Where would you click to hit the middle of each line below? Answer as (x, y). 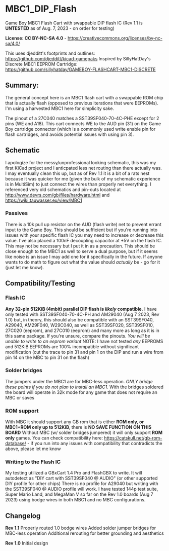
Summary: (22, 85)
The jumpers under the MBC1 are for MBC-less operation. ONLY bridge (79, 381)
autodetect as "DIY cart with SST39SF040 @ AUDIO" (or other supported (81, 478)
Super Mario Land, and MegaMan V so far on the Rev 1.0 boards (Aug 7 (79, 494)
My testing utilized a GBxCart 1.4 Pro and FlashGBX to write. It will (74, 473)
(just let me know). (25, 267)
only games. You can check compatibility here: (54, 438)
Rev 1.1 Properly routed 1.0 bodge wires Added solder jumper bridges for (81, 528)
